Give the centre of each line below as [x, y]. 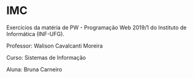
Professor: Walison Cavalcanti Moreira [55, 46]
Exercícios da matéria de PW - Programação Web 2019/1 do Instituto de [96, 27]
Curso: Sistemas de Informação [46, 57]
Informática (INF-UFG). [36, 34]
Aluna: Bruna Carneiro [34, 69]
